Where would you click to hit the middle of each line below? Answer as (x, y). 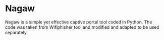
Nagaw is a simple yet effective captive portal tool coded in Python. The (79, 22)
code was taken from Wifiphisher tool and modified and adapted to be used (82, 27)
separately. (17, 32)
